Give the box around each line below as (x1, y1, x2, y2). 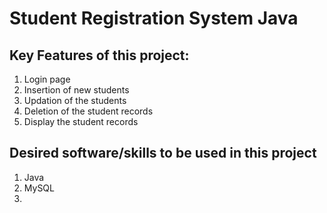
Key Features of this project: (9, 47, 190, 64)
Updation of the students (23, 95, 127, 106)
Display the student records (23, 116, 139, 127)
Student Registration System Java (9, 7, 299, 30)
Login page (23, 73, 71, 85)
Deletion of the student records (23, 105, 154, 117)
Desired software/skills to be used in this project (9, 145, 317, 162)
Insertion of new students (23, 84, 130, 96)
